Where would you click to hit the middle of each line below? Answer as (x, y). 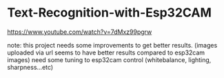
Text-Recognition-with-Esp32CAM (110, 13)
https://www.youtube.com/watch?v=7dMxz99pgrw (80, 32)
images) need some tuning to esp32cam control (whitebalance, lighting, (109, 59)
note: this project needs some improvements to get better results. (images (112, 45)
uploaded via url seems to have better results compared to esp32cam (106, 52)
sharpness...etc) (30, 67)
